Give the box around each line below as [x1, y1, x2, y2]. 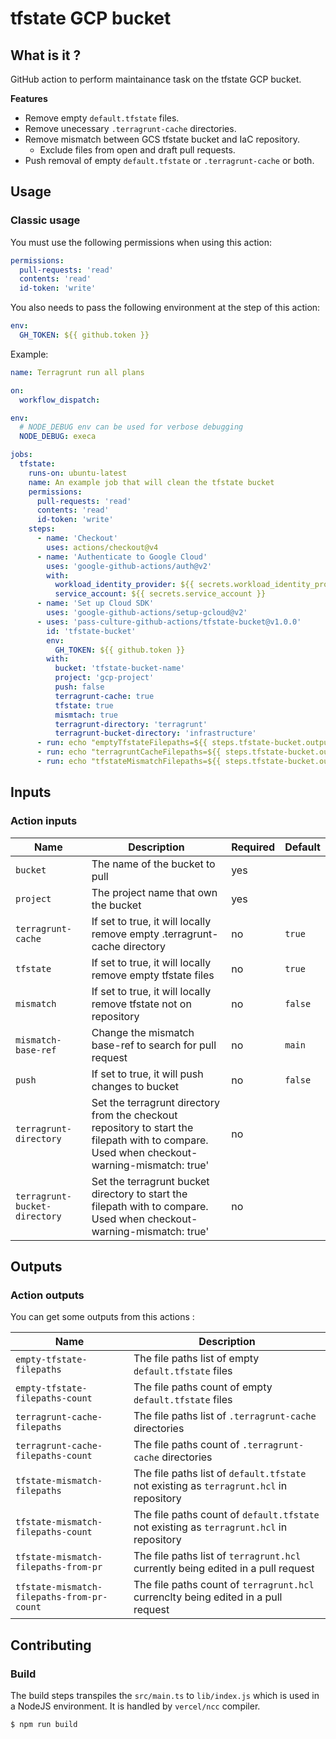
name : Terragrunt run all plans [10, 367, 145, 377]
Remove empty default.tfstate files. [24, 112, 180, 124]
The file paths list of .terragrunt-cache [133, 1409, 317, 1423]
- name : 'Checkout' [36, 533, 118, 544]
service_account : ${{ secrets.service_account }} [54, 589, 267, 599]
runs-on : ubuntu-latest [28, 468, 128, 478]
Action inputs [10, 814, 78, 828]
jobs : [10, 450, 33, 460]
